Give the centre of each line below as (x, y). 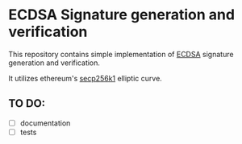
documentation (45, 123)
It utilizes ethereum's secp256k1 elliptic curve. (86, 78)
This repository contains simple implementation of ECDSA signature (121, 54)
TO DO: (27, 103)
